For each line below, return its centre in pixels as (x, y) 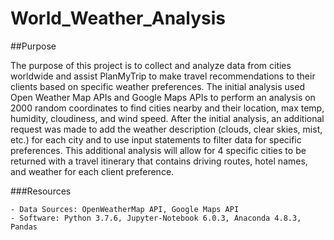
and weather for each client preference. (92, 171)
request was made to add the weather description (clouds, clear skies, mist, (166, 129)
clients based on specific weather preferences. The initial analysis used (157, 86)
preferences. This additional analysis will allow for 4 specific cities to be (158, 150)
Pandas (24, 227)
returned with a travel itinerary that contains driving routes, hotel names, (159, 161)
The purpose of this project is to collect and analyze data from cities (151, 65)
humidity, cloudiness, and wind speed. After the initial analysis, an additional (167, 118)
